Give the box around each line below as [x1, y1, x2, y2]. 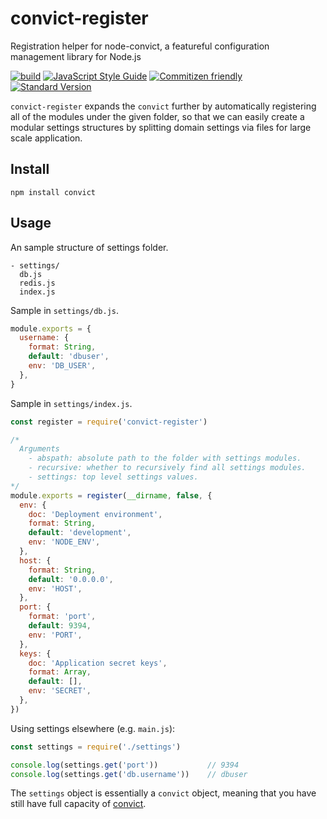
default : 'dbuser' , [28, 352, 110, 362]
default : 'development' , [28, 528, 132, 538]
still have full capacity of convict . [10, 798, 147, 810]
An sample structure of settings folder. [10, 241, 169, 253]
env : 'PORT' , [28, 630, 83, 640]
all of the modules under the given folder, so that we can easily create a [10, 110, 305, 122]
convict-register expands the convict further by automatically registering [10, 100, 317, 112]
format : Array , [28, 667, 92, 677]
